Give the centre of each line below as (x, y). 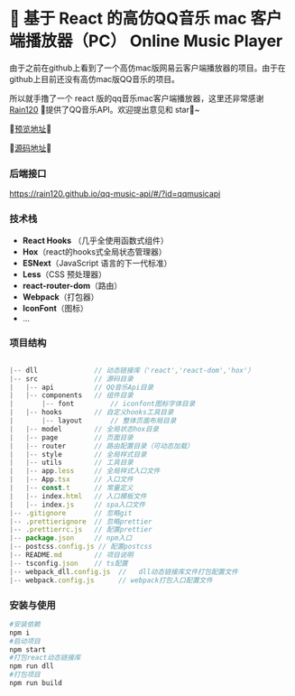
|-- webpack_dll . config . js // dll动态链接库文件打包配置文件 (124, 571)
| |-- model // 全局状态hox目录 (84, 429)
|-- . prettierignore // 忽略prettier (81, 521)
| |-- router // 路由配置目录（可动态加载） (101, 446)
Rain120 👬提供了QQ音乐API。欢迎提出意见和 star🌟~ (105, 109)
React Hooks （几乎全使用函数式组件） (95, 240)
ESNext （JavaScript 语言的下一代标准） (97, 263)
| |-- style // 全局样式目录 (78, 454)
